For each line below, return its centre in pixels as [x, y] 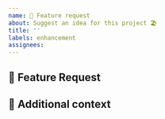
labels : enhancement [42, 38]
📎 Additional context [59, 104]
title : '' [25, 30]
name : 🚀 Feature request [49, 15]
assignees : [26, 45]
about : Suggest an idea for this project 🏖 [82, 23]
